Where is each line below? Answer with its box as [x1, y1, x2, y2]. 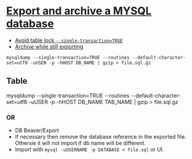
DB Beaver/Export [14, 127, 59, 134]
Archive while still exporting [14, 43, 84, 50]
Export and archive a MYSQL [6, 4, 152, 18]
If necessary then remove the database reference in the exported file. [14, 133, 187, 140]
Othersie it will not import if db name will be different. [14, 139, 146, 147]
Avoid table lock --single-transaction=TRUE [14, 36, 123, 44]
